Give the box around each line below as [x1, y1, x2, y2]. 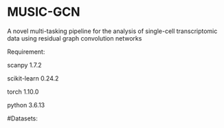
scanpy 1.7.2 [7, 61, 43, 69]
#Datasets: [7, 114, 38, 122]
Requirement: [7, 47, 45, 56]
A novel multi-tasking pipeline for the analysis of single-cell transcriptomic [7, 27, 218, 35]
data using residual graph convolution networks [7, 34, 142, 42]
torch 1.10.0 [7, 87, 39, 96]
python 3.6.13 [7, 100, 45, 109]
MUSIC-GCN [7, 4, 80, 20]
